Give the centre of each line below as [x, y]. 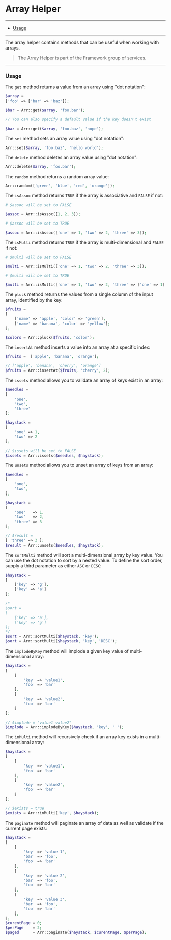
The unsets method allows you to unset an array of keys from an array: [79, 465]
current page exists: [26, 828]
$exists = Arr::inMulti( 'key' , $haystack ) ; [52, 813]
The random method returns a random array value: [57, 177]
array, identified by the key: [34, 300]
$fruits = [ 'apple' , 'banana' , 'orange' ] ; [52, 357]
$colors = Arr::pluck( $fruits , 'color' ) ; [50, 337]
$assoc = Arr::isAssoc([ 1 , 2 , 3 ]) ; [43, 214]
